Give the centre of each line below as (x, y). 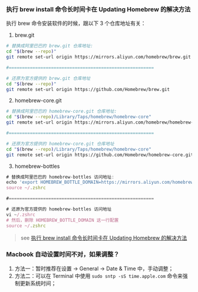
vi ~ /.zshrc (21, 215)
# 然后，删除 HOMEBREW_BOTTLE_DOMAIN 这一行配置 (62, 220)
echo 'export (22, 182)
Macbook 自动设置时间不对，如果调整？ (63, 254)
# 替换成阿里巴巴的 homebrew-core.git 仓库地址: (62, 111)
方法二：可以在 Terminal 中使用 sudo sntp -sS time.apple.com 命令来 (98, 275)
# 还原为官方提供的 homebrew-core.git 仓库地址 (60, 144)
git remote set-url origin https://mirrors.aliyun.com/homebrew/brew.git (99, 57)
